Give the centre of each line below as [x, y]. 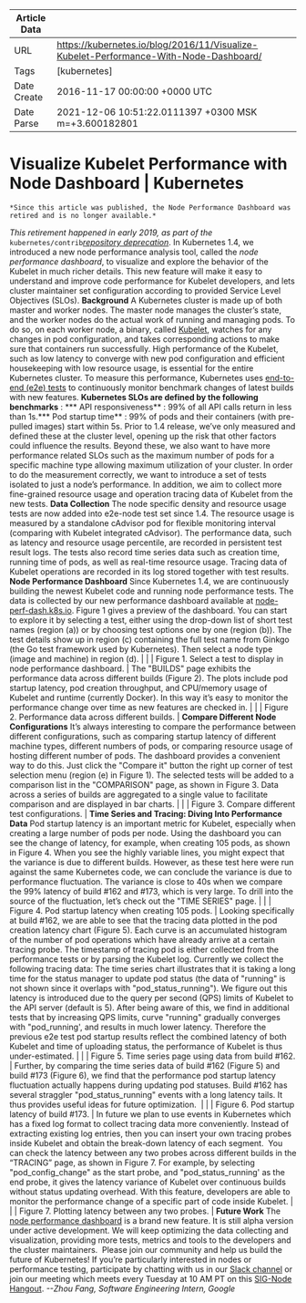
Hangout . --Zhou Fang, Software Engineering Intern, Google [122, 1288]
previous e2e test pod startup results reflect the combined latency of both [148, 1036]
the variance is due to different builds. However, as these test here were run [152, 862]
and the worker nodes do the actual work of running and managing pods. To [153, 319]
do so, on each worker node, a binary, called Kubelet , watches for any [141, 329]
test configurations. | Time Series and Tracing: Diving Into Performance [146, 813]
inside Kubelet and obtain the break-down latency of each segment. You [146, 1143]
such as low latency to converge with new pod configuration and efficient [147, 358]
